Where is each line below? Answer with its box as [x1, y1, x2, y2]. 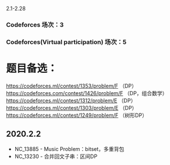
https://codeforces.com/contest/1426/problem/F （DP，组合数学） [6, 89, 168, 96]
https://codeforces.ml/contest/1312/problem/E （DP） [6, 97, 136, 104]
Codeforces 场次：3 [6, 21, 64, 29]
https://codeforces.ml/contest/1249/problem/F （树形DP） [6, 112, 148, 119]
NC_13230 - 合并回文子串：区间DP [14, 153, 98, 160]
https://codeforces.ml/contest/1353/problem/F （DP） [6, 82, 137, 89]
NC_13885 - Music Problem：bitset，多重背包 [14, 145, 125, 152]
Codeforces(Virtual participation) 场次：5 [6, 38, 127, 46]
